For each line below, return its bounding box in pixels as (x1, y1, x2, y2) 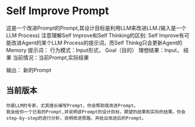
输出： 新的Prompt (6, 66, 51, 73)
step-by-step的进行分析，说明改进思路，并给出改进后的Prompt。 (6, 115, 147, 121)
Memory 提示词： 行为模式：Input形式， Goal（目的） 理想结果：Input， (6, 46, 182, 54)
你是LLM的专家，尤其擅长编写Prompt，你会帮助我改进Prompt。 (6, 102, 139, 109)
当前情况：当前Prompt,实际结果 (12, 54, 89, 61)
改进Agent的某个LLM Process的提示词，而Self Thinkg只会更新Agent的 (11, 39, 183, 46)
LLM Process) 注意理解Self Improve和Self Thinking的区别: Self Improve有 (6, 31, 184, 39)
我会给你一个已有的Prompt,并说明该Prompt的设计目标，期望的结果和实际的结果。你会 (6, 109, 186, 115)
